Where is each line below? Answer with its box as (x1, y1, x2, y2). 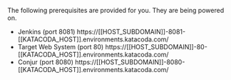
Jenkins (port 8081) (17, 28, 76, 36)
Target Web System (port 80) (17, 43, 104, 51)
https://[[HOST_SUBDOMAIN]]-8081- (76, 28, 186, 36)
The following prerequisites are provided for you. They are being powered (7, 6, 225, 14)
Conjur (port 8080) (17, 58, 73, 66)
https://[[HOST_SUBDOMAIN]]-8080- (74, 58, 185, 66)
